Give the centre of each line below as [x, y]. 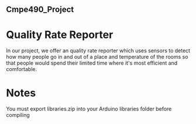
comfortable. [21, 69]
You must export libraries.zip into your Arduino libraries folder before [89, 109]
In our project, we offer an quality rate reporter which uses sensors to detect [98, 51]
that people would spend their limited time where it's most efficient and [92, 63]
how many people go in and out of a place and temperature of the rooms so [97, 57]
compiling [18, 115]
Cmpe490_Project [40, 10]
